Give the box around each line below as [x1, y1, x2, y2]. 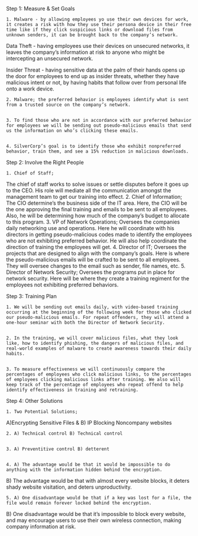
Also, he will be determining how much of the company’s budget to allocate [6, 212, 190, 219]
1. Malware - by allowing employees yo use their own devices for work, [6, 17, 189, 22]
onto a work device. [6, 85, 54, 92]
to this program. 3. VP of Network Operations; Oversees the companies [6, 218, 180, 225]
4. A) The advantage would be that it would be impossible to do [6, 461, 170, 467]
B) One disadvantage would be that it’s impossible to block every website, [6, 511, 186, 517]
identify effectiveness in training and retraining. [6, 387, 139, 393]
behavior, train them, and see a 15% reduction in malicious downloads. [6, 148, 189, 154]
